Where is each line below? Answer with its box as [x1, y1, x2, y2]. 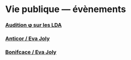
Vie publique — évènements [5, 4, 126, 15]
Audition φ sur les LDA [5, 22, 62, 29]
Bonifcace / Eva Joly [5, 48, 57, 55]
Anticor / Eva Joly [5, 35, 50, 42]
